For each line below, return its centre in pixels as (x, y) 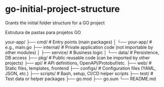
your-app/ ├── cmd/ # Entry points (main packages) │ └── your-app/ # (79, 42)
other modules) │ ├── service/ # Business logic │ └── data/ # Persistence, (82, 52)
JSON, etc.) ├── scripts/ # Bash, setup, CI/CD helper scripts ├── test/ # (79, 73)
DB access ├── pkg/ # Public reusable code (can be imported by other (78, 57)
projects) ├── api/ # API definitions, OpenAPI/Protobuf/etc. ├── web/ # (79, 63)
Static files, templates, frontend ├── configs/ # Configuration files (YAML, (81, 68)
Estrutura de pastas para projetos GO (43, 32)
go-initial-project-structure (62, 9)
